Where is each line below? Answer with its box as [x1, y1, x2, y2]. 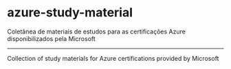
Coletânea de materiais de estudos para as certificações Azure [7, 27, 186, 36]
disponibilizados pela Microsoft [7, 34, 96, 42]
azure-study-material [7, 5, 133, 20]
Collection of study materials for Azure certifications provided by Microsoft [7, 54, 219, 62]
